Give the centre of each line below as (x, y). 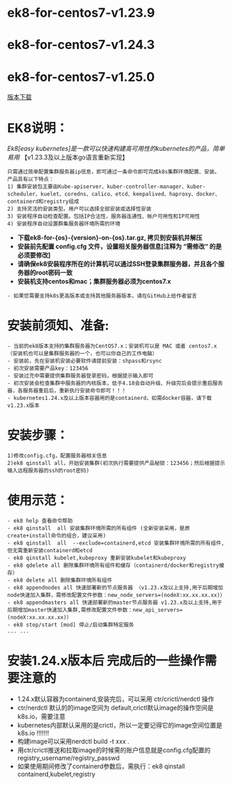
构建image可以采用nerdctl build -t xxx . (74, 741)
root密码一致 (54, 273)
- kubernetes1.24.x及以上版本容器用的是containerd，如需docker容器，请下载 (110, 398)
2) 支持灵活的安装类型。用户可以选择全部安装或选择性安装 (79, 209)
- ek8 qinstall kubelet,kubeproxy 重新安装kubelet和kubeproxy (97, 558)
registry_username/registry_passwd (68, 758)
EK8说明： (38, 128)
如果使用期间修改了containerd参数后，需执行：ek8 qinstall (101, 766)
